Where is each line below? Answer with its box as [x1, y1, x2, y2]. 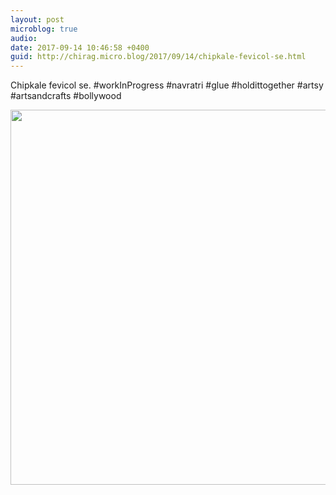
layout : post [10, 14, 65, 25]
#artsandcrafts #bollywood [10, 90, 122, 102]
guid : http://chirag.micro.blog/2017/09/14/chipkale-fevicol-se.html [10, 52, 307, 62]
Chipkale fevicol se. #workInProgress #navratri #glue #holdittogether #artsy [10, 79, 324, 91]
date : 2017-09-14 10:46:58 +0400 [10, 42, 150, 53]
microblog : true [10, 24, 78, 34]
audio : [10, 33, 38, 43]
